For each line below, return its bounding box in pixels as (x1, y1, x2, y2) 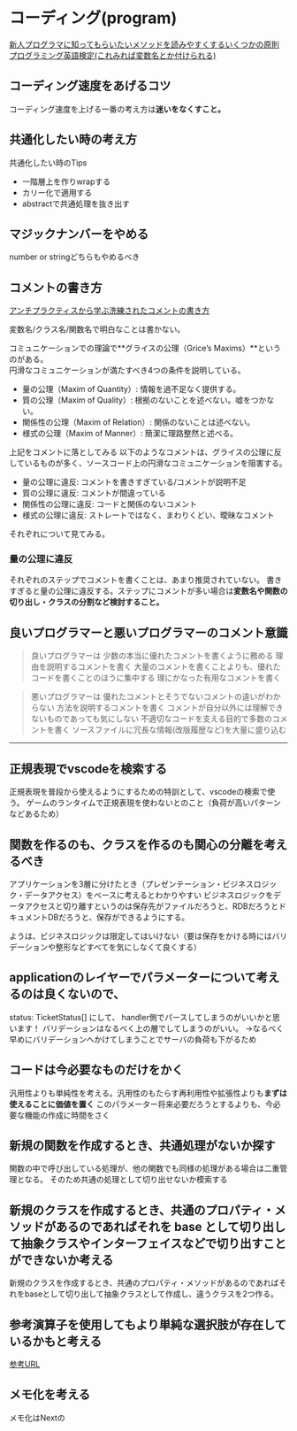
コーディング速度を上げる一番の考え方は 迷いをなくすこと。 (9, 104, 226, 114)
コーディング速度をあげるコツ (9, 79, 171, 94)
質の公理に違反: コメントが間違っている (21, 488, 166, 498)
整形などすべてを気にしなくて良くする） (55, 942, 202, 952)
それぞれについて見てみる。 (9, 528, 110, 540)
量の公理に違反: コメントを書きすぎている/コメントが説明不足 (21, 477, 247, 488)
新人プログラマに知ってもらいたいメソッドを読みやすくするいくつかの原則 (9, 39, 280, 50)
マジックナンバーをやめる (9, 227, 148, 242)
